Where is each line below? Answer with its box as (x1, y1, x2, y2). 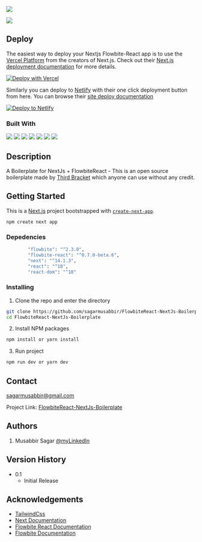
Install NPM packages (14, 325, 69, 332)
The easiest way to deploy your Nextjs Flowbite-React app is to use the (6, 50, 183, 57)
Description (6, 151, 51, 162)
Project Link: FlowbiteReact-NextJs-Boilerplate (6, 404, 123, 411)
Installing (6, 283, 34, 292)
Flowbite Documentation (14, 529, 76, 537)
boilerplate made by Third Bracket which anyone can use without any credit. (6, 174, 195, 181)
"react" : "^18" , (28, 263, 69, 269)
